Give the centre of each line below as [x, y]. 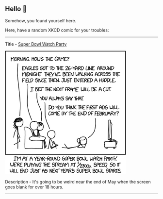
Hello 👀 [16, 9]
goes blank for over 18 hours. [34, 187]
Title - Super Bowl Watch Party [36, 44]
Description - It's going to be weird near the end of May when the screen [78, 182]
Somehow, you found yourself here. [41, 20]
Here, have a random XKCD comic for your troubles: [57, 30]
